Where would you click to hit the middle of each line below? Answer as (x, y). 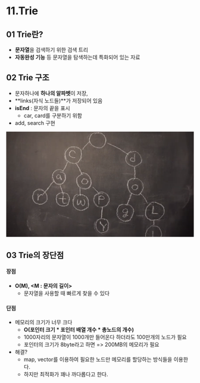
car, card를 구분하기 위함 (53, 115)
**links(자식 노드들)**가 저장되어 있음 (59, 101)
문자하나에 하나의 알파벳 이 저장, (51, 93)
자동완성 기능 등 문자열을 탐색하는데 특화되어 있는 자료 (77, 57)
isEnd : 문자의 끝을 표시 (42, 108)
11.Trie (22, 11)
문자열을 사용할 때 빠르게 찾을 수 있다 (67, 293)
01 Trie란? (25, 34)
